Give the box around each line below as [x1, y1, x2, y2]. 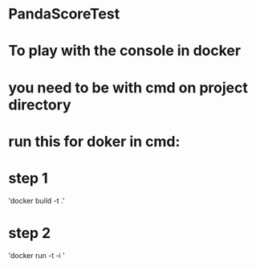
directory [8, 96, 71, 113]
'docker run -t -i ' [8, 250, 66, 260]
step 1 [8, 169, 48, 187]
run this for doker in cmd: [8, 132, 181, 150]
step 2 [8, 224, 51, 242]
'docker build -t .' [8, 195, 65, 205]
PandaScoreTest [8, 5, 120, 23]
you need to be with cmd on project [8, 78, 249, 97]
